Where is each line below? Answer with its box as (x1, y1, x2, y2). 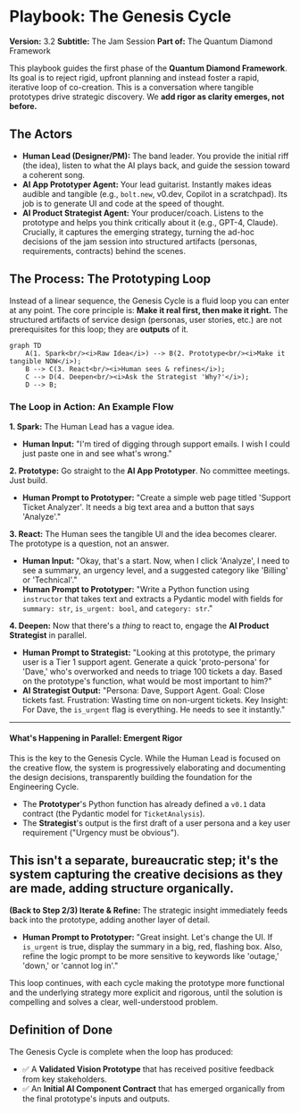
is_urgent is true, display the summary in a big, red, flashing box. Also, (21, 941, 283, 952)
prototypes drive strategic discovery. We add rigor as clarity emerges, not (9, 91, 285, 102)
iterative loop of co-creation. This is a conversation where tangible (9, 81, 254, 92)
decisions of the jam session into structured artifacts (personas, (21, 235, 257, 247)
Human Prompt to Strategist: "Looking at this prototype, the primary (21, 647, 276, 658)
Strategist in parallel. (9, 629, 87, 641)
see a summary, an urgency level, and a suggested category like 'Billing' (21, 565, 288, 575)
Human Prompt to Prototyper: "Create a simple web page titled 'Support (21, 492, 292, 503)
